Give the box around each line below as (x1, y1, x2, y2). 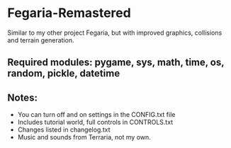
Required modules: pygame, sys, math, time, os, (7, 57, 225, 69)
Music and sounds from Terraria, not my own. (17, 133, 151, 142)
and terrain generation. (7, 35, 74, 44)
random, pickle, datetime (7, 67, 120, 79)
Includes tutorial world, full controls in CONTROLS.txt (17, 118, 174, 127)
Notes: (7, 91, 38, 103)
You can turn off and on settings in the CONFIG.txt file (17, 110, 176, 119)
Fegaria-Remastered (7, 5, 131, 21)
